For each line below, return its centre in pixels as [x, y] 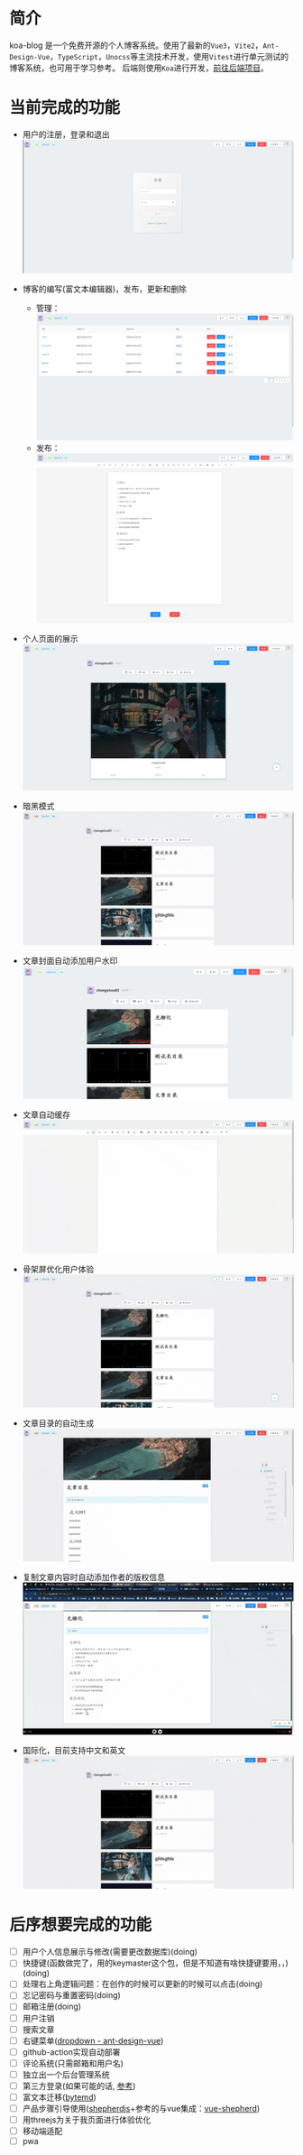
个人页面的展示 [50, 639]
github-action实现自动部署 [71, 2052]
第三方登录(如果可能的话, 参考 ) [79, 2086]
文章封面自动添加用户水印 [70, 960]
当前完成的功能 [65, 108]
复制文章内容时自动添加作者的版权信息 [93, 1577]
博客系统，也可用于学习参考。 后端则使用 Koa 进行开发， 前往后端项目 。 [139, 68]
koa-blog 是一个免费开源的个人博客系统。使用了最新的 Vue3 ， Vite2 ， [136, 45]
